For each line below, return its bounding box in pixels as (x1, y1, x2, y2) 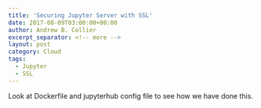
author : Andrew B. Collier (8, 26, 97, 34)
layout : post (8, 41, 51, 49)
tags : (8, 56, 26, 63)
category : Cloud (8, 48, 61, 56)
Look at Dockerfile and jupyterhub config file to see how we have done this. (8, 91, 254, 100)
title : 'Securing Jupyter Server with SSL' (8, 11, 153, 20)
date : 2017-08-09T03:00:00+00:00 (8, 19, 118, 27)
